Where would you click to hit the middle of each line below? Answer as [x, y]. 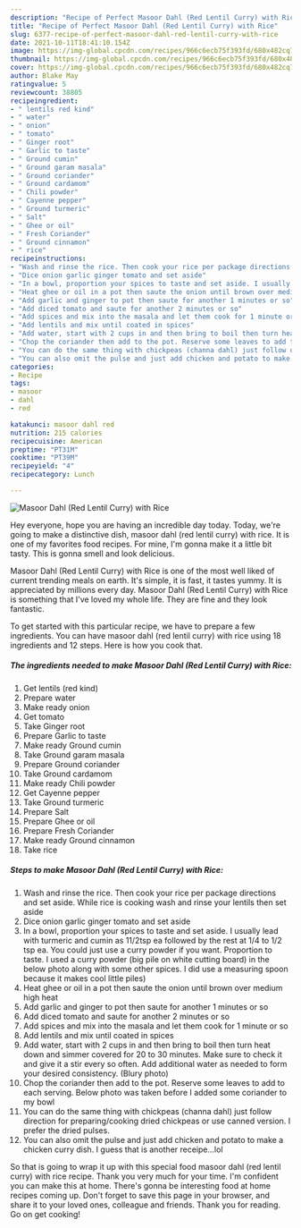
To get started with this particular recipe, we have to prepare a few [133, 626]
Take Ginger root [54, 726]
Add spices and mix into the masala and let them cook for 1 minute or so [155, 1026]
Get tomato [44, 716]
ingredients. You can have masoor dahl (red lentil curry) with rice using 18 [146, 635]
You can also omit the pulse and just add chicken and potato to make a [153, 1139]
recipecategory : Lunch [52, 475]
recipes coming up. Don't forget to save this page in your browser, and [140, 1195]
